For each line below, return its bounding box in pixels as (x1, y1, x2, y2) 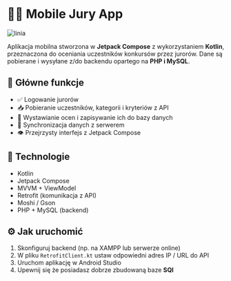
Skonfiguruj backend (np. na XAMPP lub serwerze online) (17, 244, 181, 252)
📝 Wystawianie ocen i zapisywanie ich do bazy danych (17, 113, 173, 121)
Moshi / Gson (17, 198, 56, 207)
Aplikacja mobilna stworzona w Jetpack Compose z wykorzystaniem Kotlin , (7, 42, 225, 50)
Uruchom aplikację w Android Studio (17, 258, 122, 267)
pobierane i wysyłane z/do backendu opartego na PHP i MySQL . (7, 56, 190, 65)
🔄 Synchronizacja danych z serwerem (17, 121, 125, 129)
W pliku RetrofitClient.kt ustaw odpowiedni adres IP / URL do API (17, 251, 209, 260)
